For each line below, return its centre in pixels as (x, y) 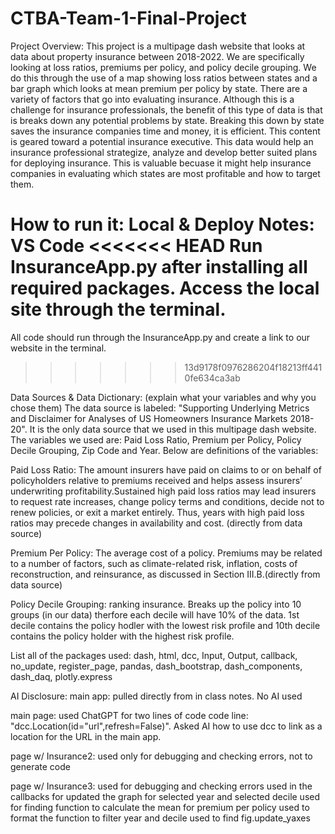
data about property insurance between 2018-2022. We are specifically (157, 56)
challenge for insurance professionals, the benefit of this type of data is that (166, 109)
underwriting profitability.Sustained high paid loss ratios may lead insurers (163, 491)
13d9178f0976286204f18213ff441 (253, 367)
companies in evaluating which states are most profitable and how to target (165, 173)
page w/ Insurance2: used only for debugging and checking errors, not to (161, 756)
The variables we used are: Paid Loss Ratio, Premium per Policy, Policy (156, 439)
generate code (40, 766)
